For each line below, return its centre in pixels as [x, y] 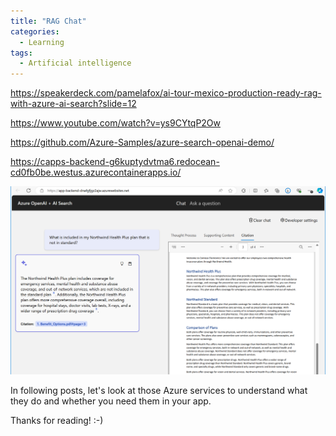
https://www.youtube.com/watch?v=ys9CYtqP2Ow [116, 123]
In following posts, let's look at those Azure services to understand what [159, 390]
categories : [35, 31]
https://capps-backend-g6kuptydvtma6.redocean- [115, 162]
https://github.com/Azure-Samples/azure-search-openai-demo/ [142, 142]
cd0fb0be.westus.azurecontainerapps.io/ [96, 172]
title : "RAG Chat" [48, 21]
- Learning [42, 42]
